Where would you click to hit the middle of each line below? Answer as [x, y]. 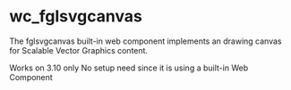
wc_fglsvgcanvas [76, 16]
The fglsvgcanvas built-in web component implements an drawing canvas [145, 41]
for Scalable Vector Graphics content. [79, 50]
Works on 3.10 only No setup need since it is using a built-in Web [129, 68]
